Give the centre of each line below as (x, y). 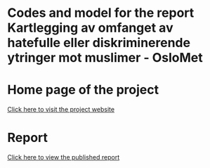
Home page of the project (83, 90)
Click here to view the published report (64, 157)
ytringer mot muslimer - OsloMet (105, 58)
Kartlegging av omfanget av (90, 28)
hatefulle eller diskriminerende (99, 43)
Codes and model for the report (101, 13)
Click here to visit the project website (61, 110)
